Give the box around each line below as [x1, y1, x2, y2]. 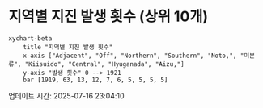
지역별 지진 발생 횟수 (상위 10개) [8, 7, 209, 26]
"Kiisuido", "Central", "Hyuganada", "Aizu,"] [24, 60, 185, 69]
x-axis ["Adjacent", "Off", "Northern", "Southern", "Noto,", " [23, 52, 244, 60]
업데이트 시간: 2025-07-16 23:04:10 [8, 90, 125, 101]
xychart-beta [8, 34, 53, 43]
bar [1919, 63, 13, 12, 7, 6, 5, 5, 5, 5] [23, 76, 168, 84]
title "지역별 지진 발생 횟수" [23, 43, 113, 51]
